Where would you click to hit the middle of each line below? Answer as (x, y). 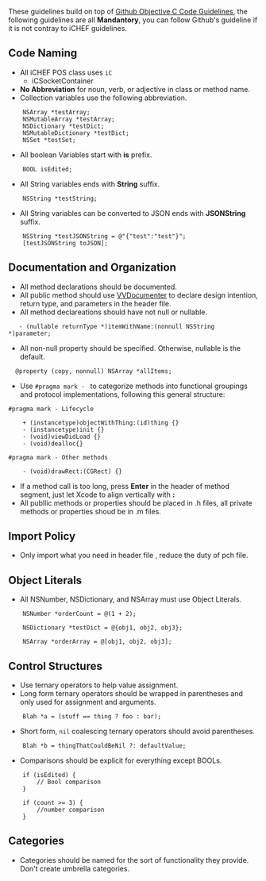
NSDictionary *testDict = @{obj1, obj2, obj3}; (102, 628)
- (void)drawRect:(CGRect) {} (73, 471)
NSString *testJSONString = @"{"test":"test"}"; (104, 236)
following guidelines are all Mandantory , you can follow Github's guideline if (133, 20)
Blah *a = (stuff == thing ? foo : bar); (92, 717)
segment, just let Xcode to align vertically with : (97, 494)
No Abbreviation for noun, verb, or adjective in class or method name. (135, 89)
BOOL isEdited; (48, 169)
